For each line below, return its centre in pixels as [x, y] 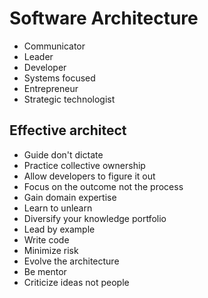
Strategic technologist [69, 99]
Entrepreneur [51, 88]
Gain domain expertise [70, 197]
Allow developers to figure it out [89, 176]
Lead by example [59, 229]
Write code [46, 239]
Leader [38, 56]
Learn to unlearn [58, 208]
